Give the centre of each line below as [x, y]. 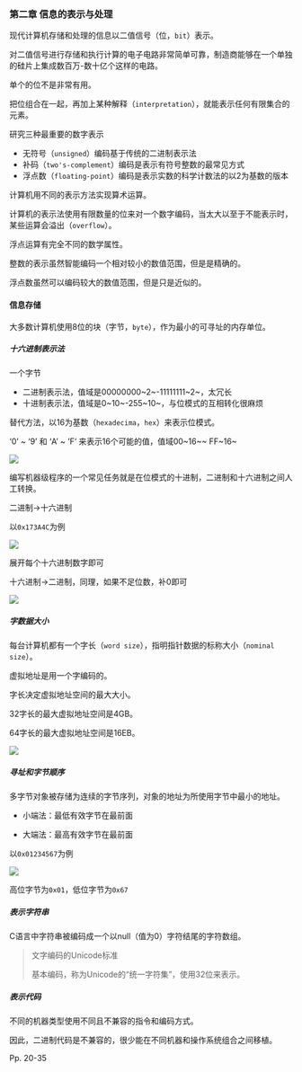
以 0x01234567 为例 [41, 854]
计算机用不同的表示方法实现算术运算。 [80, 195]
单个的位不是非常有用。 [53, 85]
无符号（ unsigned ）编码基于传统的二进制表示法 [110, 154]
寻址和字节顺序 [37, 772]
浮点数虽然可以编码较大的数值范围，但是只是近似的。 [108, 283]
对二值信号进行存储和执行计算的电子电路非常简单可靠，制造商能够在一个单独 [151, 55]
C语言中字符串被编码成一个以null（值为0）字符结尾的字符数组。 [128, 936]
